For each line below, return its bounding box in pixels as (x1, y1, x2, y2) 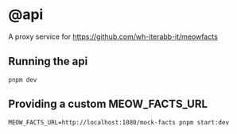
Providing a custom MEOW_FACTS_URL (8, 98, 208, 111)
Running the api (8, 55, 88, 68)
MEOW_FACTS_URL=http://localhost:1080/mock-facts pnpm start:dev (8, 118, 229, 126)
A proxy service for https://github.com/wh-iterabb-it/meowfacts (8, 32, 219, 41)
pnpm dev (8, 75, 37, 84)
